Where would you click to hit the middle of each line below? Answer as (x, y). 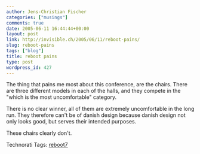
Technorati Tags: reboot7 (37, 145)
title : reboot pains (32, 56)
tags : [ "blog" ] (25, 51)
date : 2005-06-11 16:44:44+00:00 (48, 28)
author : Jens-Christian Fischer (46, 12)
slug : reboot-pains (30, 46)
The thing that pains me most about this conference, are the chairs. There (97, 84)
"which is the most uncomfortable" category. (61, 97)
